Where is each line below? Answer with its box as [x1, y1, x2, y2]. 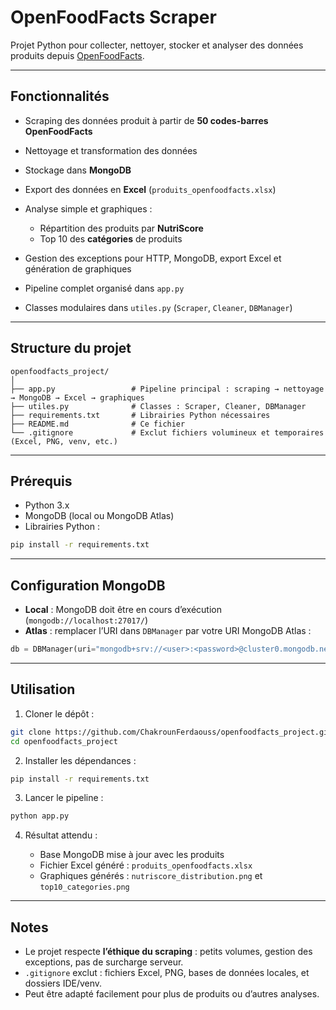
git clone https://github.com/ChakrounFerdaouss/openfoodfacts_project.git [10, 727, 333, 737]
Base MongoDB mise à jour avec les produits [39, 849, 225, 861]
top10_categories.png [39, 882, 130, 893]
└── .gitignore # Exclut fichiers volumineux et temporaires [10, 427, 325, 438]
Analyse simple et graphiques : [24, 202, 153, 215]
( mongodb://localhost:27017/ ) [24, 614, 149, 626]
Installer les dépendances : [24, 754, 137, 766]
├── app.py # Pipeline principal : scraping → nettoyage [10, 384, 325, 394]
